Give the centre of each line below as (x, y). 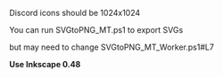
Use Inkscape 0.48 (45, 64)
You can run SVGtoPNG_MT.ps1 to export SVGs (96, 30)
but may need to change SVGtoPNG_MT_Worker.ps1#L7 (111, 47)
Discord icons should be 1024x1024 (75, 13)
